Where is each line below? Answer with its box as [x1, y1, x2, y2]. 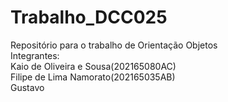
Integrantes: [10, 49, 60, 61]
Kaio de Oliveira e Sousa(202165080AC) [10, 60, 177, 72]
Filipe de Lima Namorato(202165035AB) [10, 71, 176, 83]
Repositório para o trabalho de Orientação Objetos [10, 39, 218, 51]
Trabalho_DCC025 [10, 6, 168, 29]
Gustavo [10, 81, 45, 93]
